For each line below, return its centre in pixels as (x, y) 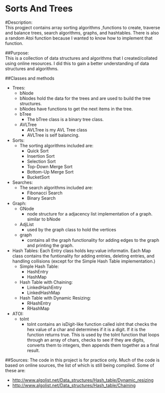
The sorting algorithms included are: (56, 145)
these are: (15, 370)
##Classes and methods (30, 78)
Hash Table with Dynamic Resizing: (55, 298)
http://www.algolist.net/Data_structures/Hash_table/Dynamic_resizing (83, 380)
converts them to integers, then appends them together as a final (93, 345)
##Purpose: (17, 53)
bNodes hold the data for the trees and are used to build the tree (85, 98)
